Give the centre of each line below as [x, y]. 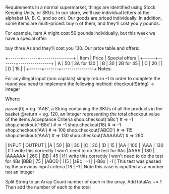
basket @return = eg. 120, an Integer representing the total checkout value [83, 114]
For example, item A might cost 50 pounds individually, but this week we [80, 33]
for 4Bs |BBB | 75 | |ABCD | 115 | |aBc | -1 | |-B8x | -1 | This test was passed [83, 161]
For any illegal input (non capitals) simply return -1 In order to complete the [83, 78]
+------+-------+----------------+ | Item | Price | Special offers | [72, 58]
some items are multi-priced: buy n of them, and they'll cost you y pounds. [83, 23]
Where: [13, 99]
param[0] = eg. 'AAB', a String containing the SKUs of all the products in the [84, 109]
